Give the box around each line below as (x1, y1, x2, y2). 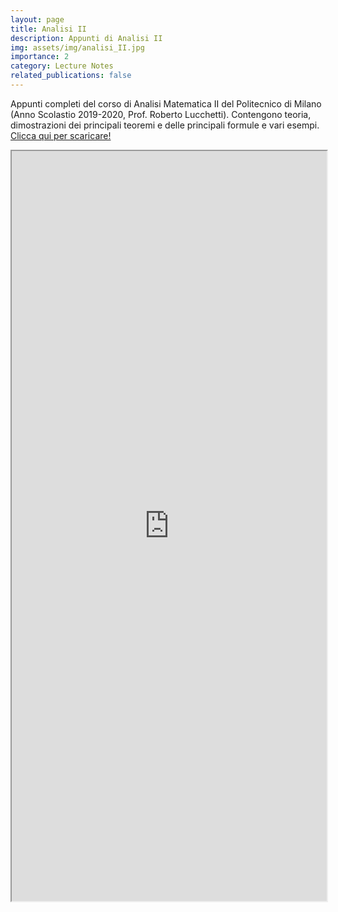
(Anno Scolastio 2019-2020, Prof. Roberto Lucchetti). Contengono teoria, (10, 108, 312, 120)
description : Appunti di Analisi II (10, 33, 163, 43)
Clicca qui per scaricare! (10, 129, 112, 141)
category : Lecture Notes (10, 61, 114, 71)
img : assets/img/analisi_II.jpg (10, 42, 145, 53)
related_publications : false (10, 71, 132, 81)
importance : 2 (10, 52, 70, 62)
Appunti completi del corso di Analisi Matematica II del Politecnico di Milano (10, 97, 322, 110)
